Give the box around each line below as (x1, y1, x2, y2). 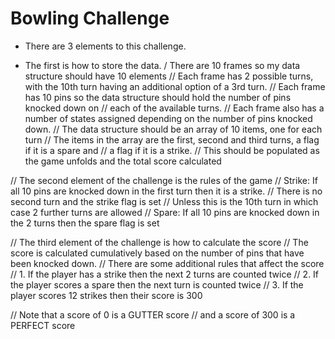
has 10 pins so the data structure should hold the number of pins (24, 91, 292, 103)
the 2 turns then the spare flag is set (10, 217, 160, 229)
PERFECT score (10, 319, 76, 331)
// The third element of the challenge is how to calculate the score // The (10, 236, 309, 248)
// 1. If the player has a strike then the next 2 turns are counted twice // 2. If (10, 268, 320, 280)
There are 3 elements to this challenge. (24, 40, 187, 52)
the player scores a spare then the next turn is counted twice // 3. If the (10, 278, 304, 291)
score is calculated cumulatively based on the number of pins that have (10, 247, 305, 259)
